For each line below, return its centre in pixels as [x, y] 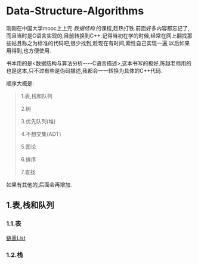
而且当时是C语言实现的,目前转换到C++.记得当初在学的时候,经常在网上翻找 [97, 35]
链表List [16, 238]
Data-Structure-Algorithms [75, 11]
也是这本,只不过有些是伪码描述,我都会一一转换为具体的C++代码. [84, 70]
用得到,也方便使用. [29, 50]
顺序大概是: [20, 83]
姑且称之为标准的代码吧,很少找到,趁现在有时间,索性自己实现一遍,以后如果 [100, 43]
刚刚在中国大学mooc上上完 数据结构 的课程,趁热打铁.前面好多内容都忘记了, [98, 28]
